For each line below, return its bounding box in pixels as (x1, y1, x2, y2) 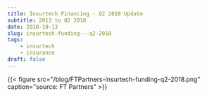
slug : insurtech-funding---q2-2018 (7, 29, 112, 37)
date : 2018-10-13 (7, 23, 58, 30)
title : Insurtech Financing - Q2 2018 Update (7, 10, 143, 17)
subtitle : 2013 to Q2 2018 (7, 17, 87, 24)
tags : (7, 36, 23, 43)
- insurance (20, 50, 55, 57)
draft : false (7, 56, 46, 63)
